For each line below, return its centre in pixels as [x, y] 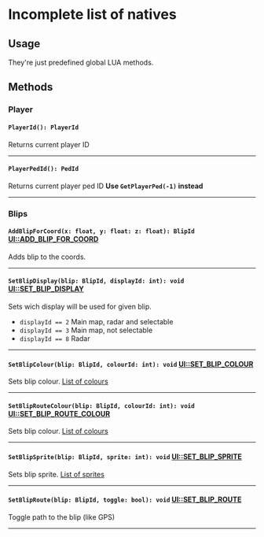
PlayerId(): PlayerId [44, 128]
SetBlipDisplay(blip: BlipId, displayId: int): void [96, 281]
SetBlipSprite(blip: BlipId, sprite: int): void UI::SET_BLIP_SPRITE [125, 457]
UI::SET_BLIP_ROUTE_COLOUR [59, 413]
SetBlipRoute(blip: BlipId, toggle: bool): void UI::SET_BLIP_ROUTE [125, 500]
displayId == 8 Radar [55, 339]
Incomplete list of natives [92, 15]
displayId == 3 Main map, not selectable [86, 330]
